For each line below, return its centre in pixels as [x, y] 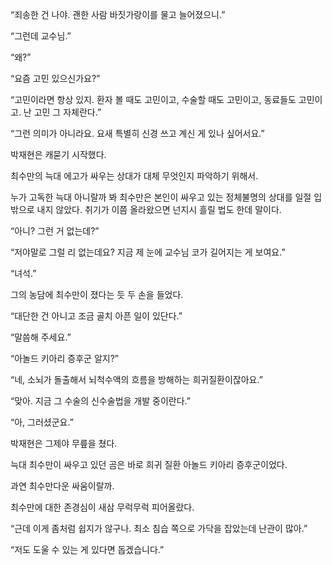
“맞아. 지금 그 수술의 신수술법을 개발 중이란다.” [100, 401]
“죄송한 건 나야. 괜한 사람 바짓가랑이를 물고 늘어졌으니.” [118, 14]
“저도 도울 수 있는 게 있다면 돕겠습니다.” [87, 549]
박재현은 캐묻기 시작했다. [58, 154]
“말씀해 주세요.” [41, 337]
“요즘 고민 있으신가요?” [55, 78]
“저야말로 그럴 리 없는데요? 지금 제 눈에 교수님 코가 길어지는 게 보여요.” [148, 252]
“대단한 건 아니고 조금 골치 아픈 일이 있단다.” [96, 316]
